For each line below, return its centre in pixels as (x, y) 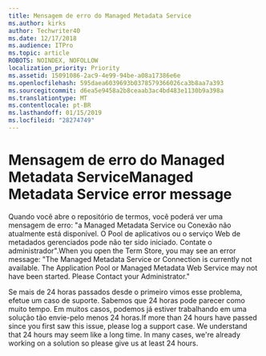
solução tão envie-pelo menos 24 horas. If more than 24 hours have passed (133, 317)
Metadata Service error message (120, 194)
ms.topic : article (39, 53)
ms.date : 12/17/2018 (43, 38)
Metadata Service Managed (101, 177)
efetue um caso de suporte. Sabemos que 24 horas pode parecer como (127, 300)
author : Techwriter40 (44, 31)
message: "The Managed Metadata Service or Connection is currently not (130, 259)
